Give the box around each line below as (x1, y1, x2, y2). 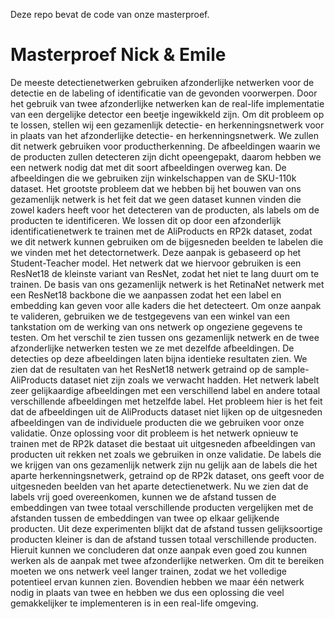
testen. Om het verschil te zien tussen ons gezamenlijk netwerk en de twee (10, 331, 320, 343)
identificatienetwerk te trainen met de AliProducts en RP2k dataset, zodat (10, 225, 313, 237)
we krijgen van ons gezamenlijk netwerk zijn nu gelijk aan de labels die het (10, 459, 318, 471)
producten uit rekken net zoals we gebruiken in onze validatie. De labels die (10, 448, 322, 460)
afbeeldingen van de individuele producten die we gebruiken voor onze (10, 416, 305, 428)
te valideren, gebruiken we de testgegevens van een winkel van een (10, 310, 291, 322)
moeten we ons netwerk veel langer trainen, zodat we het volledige (10, 565, 287, 577)
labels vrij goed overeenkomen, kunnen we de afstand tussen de (10, 490, 277, 503)
